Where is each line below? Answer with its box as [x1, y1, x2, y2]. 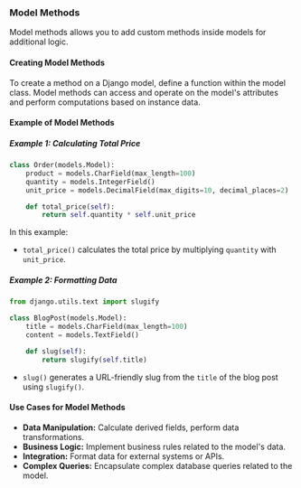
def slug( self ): [25, 346, 88, 356]
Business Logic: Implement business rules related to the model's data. [22, 441, 287, 452]
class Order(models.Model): [9, 161, 116, 170]
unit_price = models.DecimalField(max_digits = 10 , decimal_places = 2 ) [25, 185, 289, 195]
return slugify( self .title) [42, 355, 147, 364]
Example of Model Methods [9, 117, 115, 128]
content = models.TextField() [25, 330, 140, 340]
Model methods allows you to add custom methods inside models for [9, 27, 267, 38]
